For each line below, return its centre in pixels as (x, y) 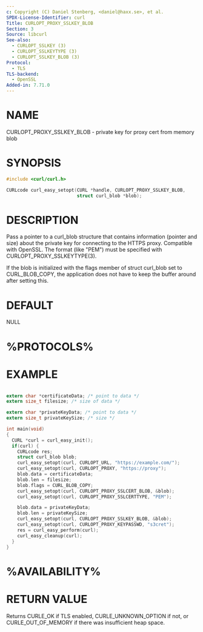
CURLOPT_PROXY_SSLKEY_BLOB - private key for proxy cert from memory (101, 132)
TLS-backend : (23, 74)
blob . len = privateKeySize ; (52, 513)
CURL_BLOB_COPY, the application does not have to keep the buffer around (101, 274)
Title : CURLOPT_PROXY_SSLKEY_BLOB (50, 23)
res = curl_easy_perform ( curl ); (58, 530)
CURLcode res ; (35, 452)
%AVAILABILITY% (54, 571)
